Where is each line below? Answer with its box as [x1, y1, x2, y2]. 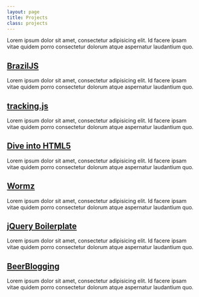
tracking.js [7, 101, 49, 111]
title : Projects [7, 15, 48, 21]
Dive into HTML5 [7, 141, 71, 152]
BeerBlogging [7, 261, 60, 272]
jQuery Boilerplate [7, 221, 77, 232]
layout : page [7, 8, 40, 15]
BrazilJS [7, 61, 39, 71]
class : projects [7, 20, 48, 26]
